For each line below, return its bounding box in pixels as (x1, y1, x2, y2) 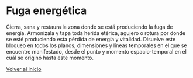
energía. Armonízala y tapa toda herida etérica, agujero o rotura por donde (6, 29, 186, 36)
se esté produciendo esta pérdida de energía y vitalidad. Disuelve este (6, 36, 176, 42)
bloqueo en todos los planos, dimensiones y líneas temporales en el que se (6, 42, 187, 49)
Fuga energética (6, 4, 87, 17)
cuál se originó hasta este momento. (6, 54, 94, 61)
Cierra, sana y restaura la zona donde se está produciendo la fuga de (6, 23, 173, 30)
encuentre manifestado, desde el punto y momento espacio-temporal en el (6, 48, 187, 55)
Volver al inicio (6, 65, 42, 72)
